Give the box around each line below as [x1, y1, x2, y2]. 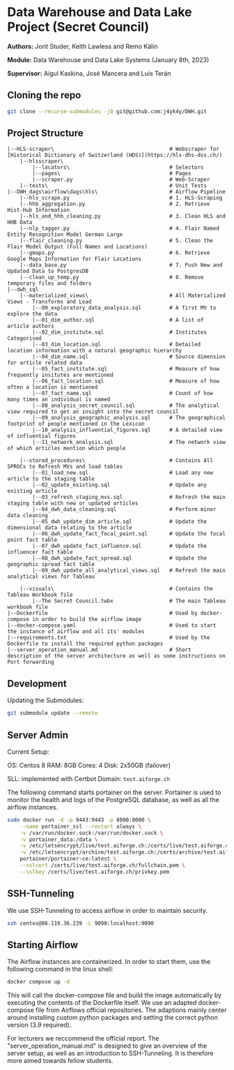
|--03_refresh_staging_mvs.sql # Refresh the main [32, 493, 226, 501]
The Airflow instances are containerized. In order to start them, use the [7, 958, 211, 966]
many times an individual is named [7, 396, 111, 403]
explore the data [7, 311, 58, 318]
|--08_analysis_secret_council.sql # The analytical [32, 402, 219, 409]
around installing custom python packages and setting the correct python [7, 1013, 218, 1022]
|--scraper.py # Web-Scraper [32, 176, 210, 184]
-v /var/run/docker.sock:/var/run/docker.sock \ [19, 829, 164, 836]
